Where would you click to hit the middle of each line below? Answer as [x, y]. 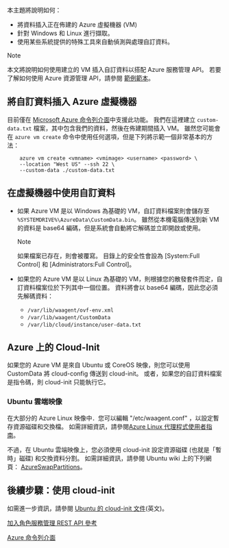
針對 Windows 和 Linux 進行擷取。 [65, 33]
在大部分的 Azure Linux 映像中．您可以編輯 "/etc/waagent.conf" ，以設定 [110, 418]
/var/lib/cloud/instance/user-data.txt [84, 325]
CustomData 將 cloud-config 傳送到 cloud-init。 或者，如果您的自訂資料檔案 [114, 374]
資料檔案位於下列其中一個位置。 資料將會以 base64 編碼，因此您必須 [120, 287]
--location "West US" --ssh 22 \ [67, 164]
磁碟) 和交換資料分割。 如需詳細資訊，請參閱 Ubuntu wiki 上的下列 [112, 458]
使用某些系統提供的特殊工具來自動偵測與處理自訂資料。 [95, 42]
